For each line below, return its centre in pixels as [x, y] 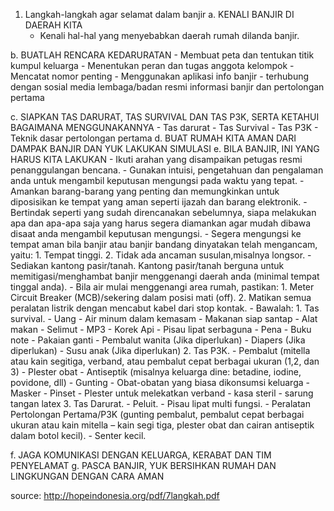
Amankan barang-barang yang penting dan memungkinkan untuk [145, 191]
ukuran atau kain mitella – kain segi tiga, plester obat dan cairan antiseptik [162, 425]
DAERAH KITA [53, 25]
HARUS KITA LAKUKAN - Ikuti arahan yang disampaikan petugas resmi [156, 159]
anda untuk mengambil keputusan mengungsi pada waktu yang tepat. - [157, 180]
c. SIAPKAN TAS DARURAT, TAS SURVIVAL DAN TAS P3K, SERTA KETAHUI [165, 117]
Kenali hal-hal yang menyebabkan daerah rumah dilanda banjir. [169, 35]
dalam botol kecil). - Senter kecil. [78, 435]
